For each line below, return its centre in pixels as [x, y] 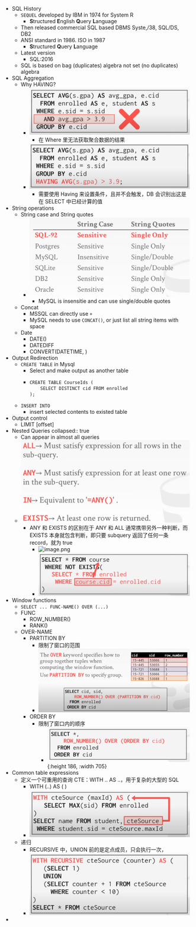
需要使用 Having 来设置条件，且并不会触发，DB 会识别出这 [110, 194]
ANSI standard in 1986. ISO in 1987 [63, 40]
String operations [33, 208]
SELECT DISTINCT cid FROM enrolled [84, 389]
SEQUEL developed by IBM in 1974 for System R [77, 15]
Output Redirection [35, 358]
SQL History [26, 9]
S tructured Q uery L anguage [64, 46]
